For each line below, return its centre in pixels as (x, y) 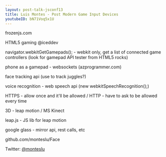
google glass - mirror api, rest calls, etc (45, 130)
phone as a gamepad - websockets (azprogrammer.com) (63, 67)
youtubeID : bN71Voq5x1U (30, 19)
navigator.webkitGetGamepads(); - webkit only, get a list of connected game (83, 52)
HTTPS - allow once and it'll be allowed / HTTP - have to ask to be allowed (81, 96)
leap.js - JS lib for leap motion (36, 120)
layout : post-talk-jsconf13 (34, 10)
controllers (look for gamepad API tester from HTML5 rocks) (67, 57)
